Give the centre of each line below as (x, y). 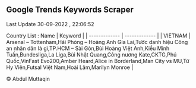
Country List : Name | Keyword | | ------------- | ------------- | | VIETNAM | (98, 36)
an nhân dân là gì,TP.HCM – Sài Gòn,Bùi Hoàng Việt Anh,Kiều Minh (88, 48)
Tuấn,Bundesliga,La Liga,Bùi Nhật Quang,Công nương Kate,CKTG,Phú (91, 54)
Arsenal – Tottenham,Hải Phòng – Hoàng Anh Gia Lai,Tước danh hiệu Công (97, 42)
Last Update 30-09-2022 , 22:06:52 (50, 24)
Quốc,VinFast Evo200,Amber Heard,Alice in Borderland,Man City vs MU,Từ (98, 61)
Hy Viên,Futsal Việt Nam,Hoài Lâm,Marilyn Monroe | (70, 67)
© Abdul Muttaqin (28, 78)
